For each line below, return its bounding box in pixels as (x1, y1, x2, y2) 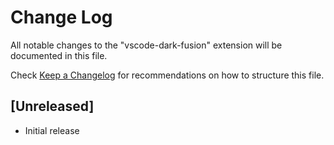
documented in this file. (10, 49, 108, 61)
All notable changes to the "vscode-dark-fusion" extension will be (10, 39, 283, 51)
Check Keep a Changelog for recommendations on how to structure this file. (10, 69, 325, 81)
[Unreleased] (10, 98, 95, 115)
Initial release (24, 124, 80, 136)
